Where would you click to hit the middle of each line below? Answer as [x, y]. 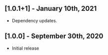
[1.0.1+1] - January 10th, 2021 [51, 9]
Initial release [25, 48]
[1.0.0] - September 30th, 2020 [54, 36]
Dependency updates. [34, 20]
